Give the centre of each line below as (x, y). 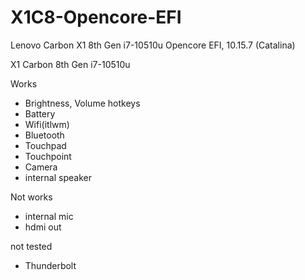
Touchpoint (48, 156)
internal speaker (58, 177)
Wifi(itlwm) (47, 124)
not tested (31, 246)
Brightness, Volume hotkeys (82, 103)
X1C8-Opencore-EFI (96, 17)
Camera (41, 167)
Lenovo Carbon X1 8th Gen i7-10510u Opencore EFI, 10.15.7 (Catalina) (153, 45)
